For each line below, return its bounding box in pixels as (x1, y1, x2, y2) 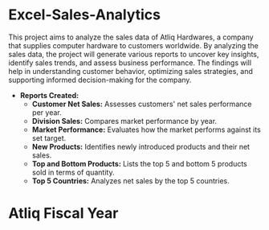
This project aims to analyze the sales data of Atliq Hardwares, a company (8, 32, 255, 42)
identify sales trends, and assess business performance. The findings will (8, 58, 251, 68)
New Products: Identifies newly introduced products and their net (31, 142, 251, 151)
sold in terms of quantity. (31, 167, 115, 177)
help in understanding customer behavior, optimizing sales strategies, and (8, 66, 253, 76)
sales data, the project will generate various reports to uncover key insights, (8, 49, 259, 59)
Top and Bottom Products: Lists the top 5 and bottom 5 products (31, 158, 247, 168)
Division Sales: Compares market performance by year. (31, 116, 218, 125)
